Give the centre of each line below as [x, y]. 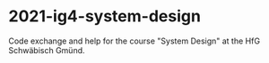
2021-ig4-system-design [104, 16]
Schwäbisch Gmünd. [47, 50]
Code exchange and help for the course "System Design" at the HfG [134, 41]
